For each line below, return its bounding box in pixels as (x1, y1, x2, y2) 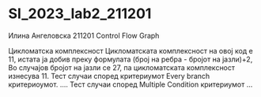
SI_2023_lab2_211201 (8, 5, 152, 23)
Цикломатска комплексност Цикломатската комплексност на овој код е (8, 46, 253, 55)
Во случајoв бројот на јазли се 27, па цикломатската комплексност (8, 62, 236, 72)
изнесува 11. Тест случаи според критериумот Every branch (8, 71, 210, 80)
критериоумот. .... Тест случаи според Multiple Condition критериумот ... (8, 80, 253, 89)
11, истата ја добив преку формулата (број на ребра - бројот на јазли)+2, (8, 54, 253, 64)
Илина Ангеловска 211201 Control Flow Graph (8, 31, 160, 40)
